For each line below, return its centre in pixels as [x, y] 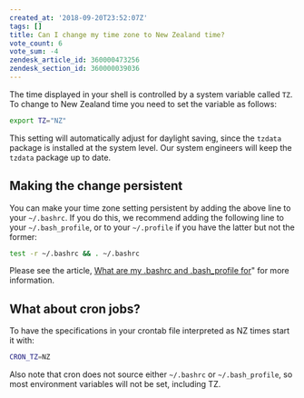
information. [32, 280]
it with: [22, 341]
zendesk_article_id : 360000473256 [75, 60]
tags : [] [26, 26]
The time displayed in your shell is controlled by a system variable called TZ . [151, 94]
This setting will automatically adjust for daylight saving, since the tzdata [146, 138]
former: [24, 236]
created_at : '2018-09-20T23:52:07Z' [78, 18]
